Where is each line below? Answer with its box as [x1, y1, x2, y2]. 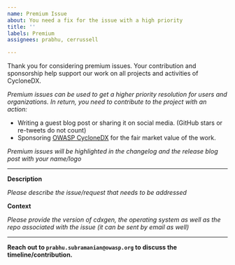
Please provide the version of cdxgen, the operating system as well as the [7, 215, 221, 224]
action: [7, 105, 28, 114]
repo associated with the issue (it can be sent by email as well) [7, 223, 190, 231]
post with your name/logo [7, 155, 82, 163]
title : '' [7, 23, 36, 30]
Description [7, 175, 43, 183]
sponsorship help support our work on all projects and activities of [7, 69, 199, 78]
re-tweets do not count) [17, 126, 87, 135]
